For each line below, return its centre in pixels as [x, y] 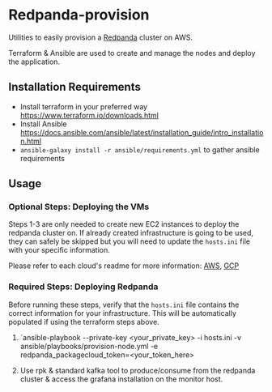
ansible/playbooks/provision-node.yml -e [89, 346]
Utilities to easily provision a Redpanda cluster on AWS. [100, 37]
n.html [31, 141]
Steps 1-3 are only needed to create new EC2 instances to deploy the [124, 224]
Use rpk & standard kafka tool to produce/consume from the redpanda [138, 370]
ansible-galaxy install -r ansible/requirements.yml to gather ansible [140, 149]
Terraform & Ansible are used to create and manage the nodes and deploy [132, 53]
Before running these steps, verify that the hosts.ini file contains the [124, 305]
